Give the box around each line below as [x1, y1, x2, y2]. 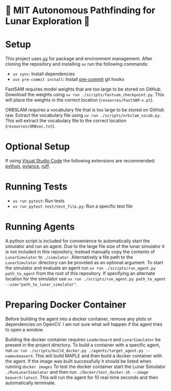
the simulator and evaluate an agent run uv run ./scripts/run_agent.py [5, 265, 156, 271]
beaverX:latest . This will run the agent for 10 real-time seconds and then [5, 374, 159, 380]
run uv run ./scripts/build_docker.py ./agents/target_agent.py [5, 347, 144, 353]
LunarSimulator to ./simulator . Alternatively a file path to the [5, 254, 133, 260]
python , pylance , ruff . [5, 163, 50, 170]
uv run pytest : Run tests [12, 198, 65, 204]
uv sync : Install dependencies [12, 71, 75, 77]
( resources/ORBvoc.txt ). [5, 123, 56, 129]
